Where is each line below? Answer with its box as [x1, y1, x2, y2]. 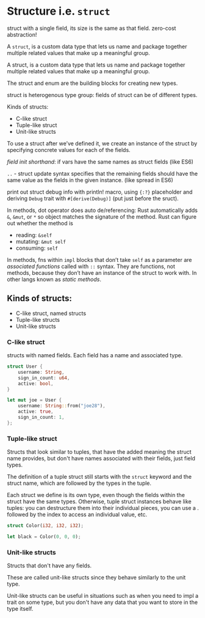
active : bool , [18, 380, 54, 387]
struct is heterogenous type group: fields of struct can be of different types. [7, 91, 198, 98]
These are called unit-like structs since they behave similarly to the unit [7, 574, 186, 581]
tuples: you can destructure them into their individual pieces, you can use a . [7, 504, 199, 512]
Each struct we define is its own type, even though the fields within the [7, 492, 185, 499]
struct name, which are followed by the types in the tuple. [7, 479, 152, 487]
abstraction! [7, 31, 37, 38]
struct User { [7, 363, 43, 370]
